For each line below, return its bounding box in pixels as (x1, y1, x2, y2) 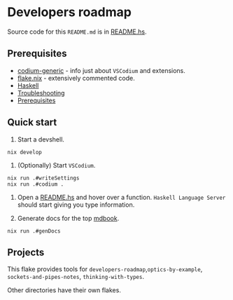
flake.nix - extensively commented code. (17, 74, 135, 82)
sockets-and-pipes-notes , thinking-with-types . (7, 273, 145, 281)
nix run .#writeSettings (7, 175, 80, 182)
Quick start (7, 116, 57, 128)
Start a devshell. (17, 135, 65, 144)
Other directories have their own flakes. (7, 286, 121, 294)
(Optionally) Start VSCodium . (17, 161, 96, 169)
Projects (7, 246, 45, 258)
